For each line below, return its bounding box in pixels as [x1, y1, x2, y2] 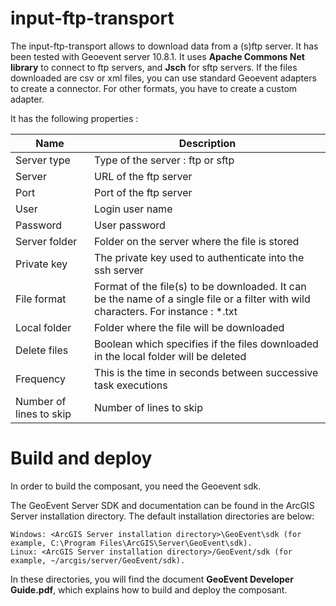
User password [94, 218, 166, 232]
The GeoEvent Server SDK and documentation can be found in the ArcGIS [10, 499, 315, 511]
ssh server [94, 263, 144, 277]
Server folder [15, 234, 78, 248]
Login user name [94, 202, 173, 216]
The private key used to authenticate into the [94, 250, 305, 264]
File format [15, 292, 67, 306]
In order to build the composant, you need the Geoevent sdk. [10, 480, 262, 492]
